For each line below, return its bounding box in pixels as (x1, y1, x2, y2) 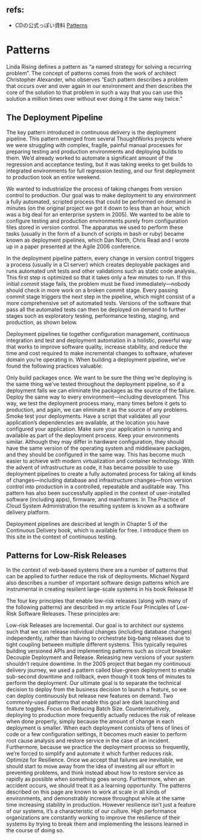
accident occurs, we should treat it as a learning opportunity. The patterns (6, 782, 191, 789)
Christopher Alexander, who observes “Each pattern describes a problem (6, 75, 188, 83)
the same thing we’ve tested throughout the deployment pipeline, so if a (6, 380, 185, 388)
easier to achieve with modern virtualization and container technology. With (6, 457, 194, 464)
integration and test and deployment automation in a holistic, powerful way (6, 336, 192, 344)
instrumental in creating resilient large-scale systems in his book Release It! (6, 586, 194, 593)
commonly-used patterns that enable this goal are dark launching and (6, 699, 180, 706)
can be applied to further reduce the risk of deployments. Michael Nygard (6, 573, 189, 580)
